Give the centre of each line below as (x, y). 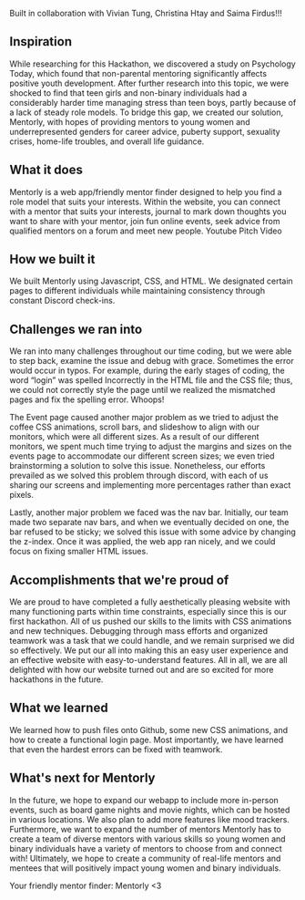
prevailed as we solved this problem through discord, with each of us (139, 476)
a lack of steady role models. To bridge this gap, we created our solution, (147, 112)
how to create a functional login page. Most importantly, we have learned (147, 740)
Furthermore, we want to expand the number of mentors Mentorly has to (146, 829)
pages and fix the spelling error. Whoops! (87, 399)
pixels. (22, 495)
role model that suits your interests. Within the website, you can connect (145, 202)
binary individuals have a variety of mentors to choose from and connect (146, 848)
